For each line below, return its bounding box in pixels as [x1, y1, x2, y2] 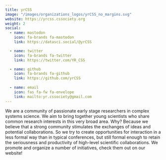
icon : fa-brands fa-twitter [14, 53, 72, 58]
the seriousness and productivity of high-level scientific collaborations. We [5, 139, 158, 145]
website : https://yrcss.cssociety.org [5, 16, 85, 21]
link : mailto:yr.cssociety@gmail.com [14, 94, 92, 99]
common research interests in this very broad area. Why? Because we [5, 118, 149, 124]
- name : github [9, 66, 41, 72]
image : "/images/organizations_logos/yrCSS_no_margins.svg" [5, 12, 132, 17]
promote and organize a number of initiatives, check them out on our [5, 145, 146, 151]
